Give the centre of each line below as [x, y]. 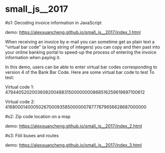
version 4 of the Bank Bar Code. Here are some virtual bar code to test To [80, 72]
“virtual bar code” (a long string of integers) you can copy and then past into [82, 47]
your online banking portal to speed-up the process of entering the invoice [81, 52]
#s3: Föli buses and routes [32, 135]
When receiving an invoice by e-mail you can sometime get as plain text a [80, 42]
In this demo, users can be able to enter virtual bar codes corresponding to [81, 67]
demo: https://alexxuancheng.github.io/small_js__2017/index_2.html [74, 126]
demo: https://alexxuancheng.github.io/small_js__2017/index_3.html [73, 145]
